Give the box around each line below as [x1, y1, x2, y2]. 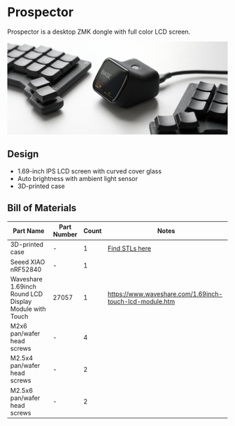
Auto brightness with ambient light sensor [17, 174, 138, 182]
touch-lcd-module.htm [107, 297, 176, 305]
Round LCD [10, 289, 43, 298]
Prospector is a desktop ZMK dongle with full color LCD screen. [7, 27, 191, 36]
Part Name [13, 226, 45, 235]
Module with [10, 305, 46, 313]
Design [7, 148, 39, 160]
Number [52, 230, 78, 239]
